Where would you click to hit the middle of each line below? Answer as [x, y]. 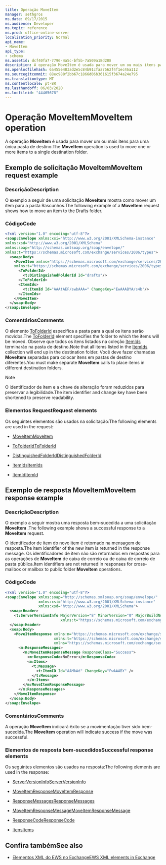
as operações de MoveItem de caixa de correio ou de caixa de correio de [80, 559]
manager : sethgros [24, 14]
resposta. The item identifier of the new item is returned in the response [78, 548]
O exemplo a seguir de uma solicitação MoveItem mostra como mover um [81, 200]
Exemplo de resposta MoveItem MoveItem [71, 490]
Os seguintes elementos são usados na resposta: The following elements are [83, 767]
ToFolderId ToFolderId [34, 446]
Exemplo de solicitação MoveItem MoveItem [74, 167]
